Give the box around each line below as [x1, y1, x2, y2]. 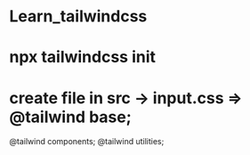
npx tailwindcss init [9, 47, 157, 68]
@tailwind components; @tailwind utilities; [9, 136, 165, 147]
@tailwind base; [9, 107, 132, 126]
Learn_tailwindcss [9, 6, 148, 27]
